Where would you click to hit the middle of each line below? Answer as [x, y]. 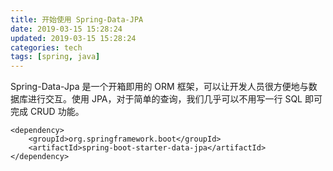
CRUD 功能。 [57, 112]
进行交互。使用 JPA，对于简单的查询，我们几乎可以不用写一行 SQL [165, 99]
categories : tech [46, 47]
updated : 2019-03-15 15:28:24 [73, 38]
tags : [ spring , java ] [55, 57]
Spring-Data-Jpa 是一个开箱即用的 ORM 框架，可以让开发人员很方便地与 [159, 87]
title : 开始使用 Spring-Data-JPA [77, 19]
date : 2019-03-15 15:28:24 [66, 29]
